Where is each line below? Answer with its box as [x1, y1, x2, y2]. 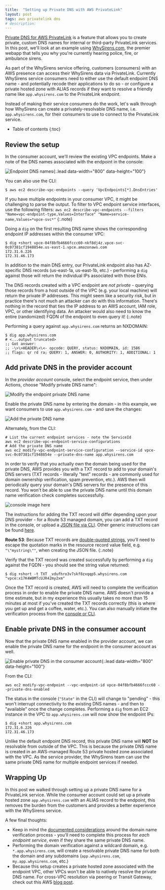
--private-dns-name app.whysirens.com [53, 452, 134, 457]
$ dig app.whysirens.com [5, 333, 56, 338]
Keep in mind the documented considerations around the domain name [12, 826, 157, 832]
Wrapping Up [5, 774, 47, 782]
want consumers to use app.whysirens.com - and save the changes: [5, 406, 142, 412]
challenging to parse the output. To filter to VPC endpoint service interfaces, [5, 201, 161, 207]
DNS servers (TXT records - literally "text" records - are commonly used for [5, 471, 160, 477]
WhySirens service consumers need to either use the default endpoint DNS [5, 76, 158, 81]
